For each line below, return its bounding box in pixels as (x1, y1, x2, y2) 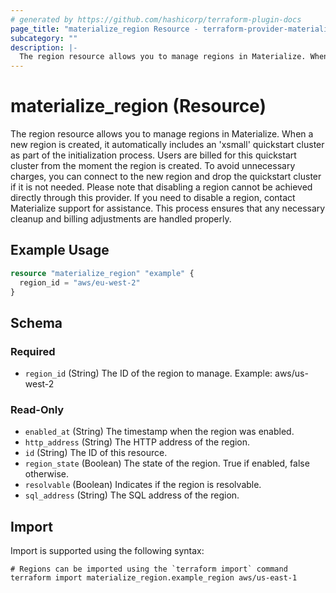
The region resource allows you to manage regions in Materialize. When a (10, 128, 314, 140)
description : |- (10, 42, 78, 53)
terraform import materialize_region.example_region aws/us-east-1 (10, 573, 298, 583)
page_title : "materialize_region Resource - (10, 24, 199, 34)
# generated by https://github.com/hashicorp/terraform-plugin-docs (10, 14, 302, 25)
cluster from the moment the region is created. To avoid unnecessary (10, 160, 296, 172)
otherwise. (24, 468, 70, 480)
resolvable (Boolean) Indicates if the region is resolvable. (24, 479, 262, 491)
